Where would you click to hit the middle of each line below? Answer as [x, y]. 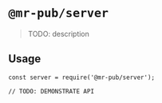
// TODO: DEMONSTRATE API [51, 91]
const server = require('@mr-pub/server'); [82, 77]
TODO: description [59, 34]
